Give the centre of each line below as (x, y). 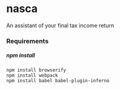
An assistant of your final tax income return (60, 25)
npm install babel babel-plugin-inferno (58, 80)
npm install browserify (36, 70)
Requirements (28, 41)
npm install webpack (32, 75)
